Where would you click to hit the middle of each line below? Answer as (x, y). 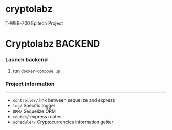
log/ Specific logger (34, 105)
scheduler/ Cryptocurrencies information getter (63, 122)
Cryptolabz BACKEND (53, 44)
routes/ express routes (37, 116)
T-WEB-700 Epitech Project (34, 23)
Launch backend (26, 60)
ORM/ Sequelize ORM (34, 111)
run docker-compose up (36, 71)
